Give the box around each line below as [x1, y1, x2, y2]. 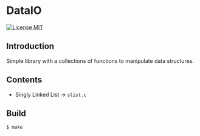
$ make [6, 125, 23, 131]
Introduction [6, 41, 55, 51]
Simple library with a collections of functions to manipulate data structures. [6, 57, 195, 64]
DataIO [6, 4, 42, 18]
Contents [6, 75, 43, 85]
